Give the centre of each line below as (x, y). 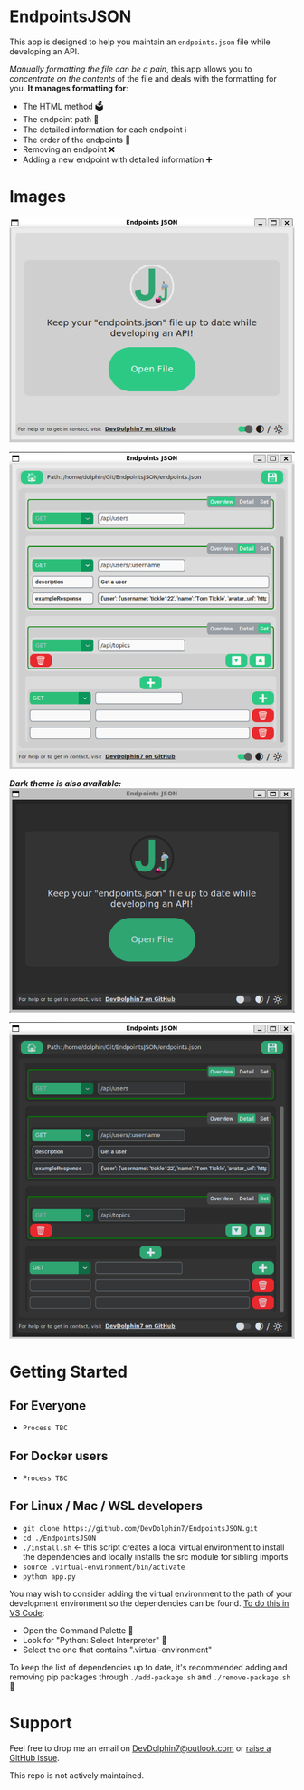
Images (38, 197)
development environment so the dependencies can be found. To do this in (149, 1603)
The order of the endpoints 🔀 (76, 140)
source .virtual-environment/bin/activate (104, 1567)
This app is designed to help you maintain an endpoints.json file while (140, 42)
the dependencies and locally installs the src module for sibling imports (155, 1556)
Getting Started (69, 1372)
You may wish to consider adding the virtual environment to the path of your (151, 1593)
